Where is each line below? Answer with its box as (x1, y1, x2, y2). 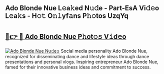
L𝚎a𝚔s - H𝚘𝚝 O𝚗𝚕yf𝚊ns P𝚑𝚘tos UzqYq (5, 12, 129, 20)
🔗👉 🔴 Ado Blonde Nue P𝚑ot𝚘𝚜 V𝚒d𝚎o (5, 32, 126, 41)
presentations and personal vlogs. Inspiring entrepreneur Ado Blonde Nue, (5, 59, 158, 65)
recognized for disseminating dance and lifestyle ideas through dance (5, 54, 149, 59)
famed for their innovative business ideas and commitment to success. (5, 64, 151, 70)
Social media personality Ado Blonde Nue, (60, 48, 148, 54)
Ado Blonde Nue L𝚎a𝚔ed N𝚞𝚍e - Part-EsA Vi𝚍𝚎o (5, 4, 159, 12)
